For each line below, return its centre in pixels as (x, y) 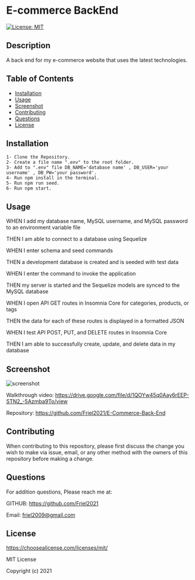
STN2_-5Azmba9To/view (37, 401)
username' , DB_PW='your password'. (51, 173)
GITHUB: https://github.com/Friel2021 (52, 503)
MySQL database (27, 291)
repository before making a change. (50, 458)
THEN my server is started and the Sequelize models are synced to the (93, 285)
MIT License (21, 559)
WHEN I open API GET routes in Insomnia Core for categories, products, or (97, 303)
